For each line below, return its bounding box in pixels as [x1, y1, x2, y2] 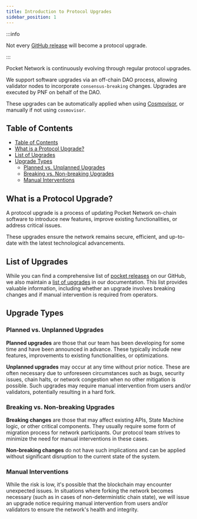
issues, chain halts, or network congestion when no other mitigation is [6, 376, 176, 383]
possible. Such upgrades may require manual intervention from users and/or [6, 382, 191, 389]
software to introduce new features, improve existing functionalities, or [6, 216, 178, 223]
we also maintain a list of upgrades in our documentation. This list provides [6, 278, 188, 285]
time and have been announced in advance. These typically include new [6, 346, 181, 353]
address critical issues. [6, 222, 62, 229]
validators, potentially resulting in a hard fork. [6, 388, 116, 395]
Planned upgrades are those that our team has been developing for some [6, 339, 185, 346]
